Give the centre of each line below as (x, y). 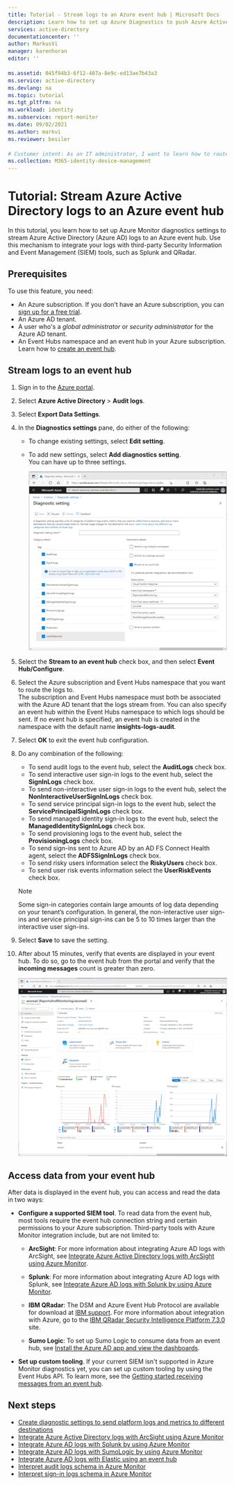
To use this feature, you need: (50, 291)
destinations (36, 1429)
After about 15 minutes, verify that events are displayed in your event (116, 953)
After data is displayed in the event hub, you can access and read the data (114, 1192)
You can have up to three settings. (77, 462)
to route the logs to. (46, 689)
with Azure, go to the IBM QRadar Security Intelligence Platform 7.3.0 (127, 1320)
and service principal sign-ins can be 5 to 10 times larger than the (122, 919)
